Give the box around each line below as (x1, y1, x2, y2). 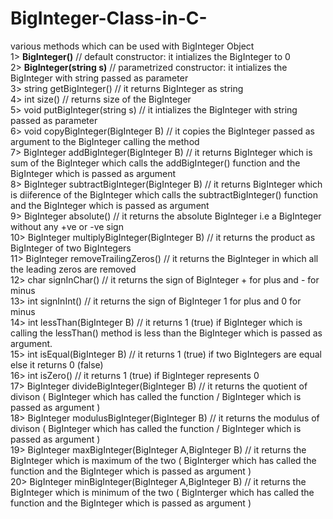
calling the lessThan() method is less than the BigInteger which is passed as (10, 327, 323, 339)
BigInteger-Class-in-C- (10, 7, 208, 30)
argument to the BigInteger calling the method (10, 135, 200, 147)
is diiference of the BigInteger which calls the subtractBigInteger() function (10, 188, 319, 201)
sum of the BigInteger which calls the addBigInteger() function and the (10, 157, 301, 169)
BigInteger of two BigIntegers (10, 242, 132, 254)
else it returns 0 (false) (10, 358, 104, 371)
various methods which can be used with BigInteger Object (10, 40, 255, 52)
